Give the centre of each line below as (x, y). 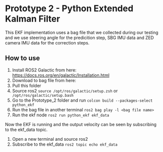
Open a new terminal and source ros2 (50, 139)
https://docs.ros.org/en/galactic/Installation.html (61, 75)
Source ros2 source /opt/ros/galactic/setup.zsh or (65, 90)
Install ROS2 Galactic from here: (44, 70)
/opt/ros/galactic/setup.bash (43, 95)
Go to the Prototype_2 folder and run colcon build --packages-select (82, 100)
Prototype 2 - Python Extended (69, 9)
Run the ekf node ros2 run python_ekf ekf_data (61, 115)
